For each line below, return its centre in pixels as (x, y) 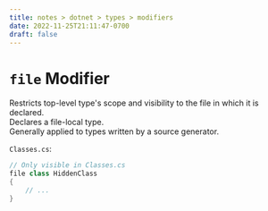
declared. (27, 113)
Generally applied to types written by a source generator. (114, 131)
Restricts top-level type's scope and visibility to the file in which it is (134, 103)
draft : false (33, 34)
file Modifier (59, 78)
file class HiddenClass (54, 174)
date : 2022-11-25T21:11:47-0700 (69, 26)
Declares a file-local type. (57, 122)
